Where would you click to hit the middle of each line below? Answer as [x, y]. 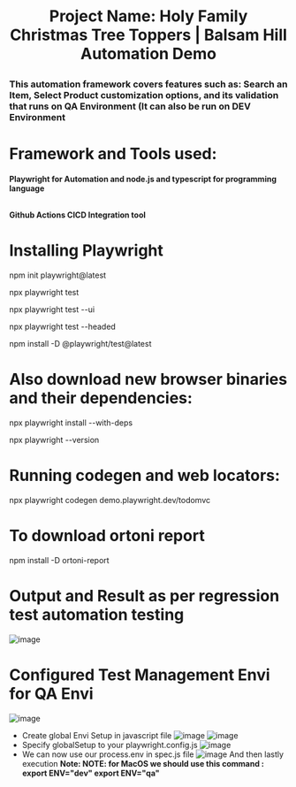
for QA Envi [52, 694]
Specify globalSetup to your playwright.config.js [110, 745]
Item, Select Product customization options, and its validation [144, 96]
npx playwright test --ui [52, 309]
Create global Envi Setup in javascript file [97, 735]
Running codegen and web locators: [145, 476]
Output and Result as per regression [144, 596]
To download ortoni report [107, 535]
